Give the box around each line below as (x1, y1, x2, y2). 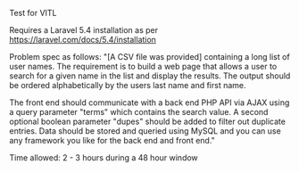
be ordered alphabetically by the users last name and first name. (9, 80, 246, 90)
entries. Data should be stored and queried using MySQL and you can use (9, 126, 281, 136)
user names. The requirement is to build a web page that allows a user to (9, 61, 278, 71)
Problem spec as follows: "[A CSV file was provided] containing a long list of (9, 52, 290, 61)
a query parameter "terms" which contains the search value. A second (9, 107, 269, 117)
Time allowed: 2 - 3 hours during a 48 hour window (9, 152, 198, 163)
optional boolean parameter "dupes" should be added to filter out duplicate (9, 116, 286, 127)
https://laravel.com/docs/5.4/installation (9, 35, 156, 45)
